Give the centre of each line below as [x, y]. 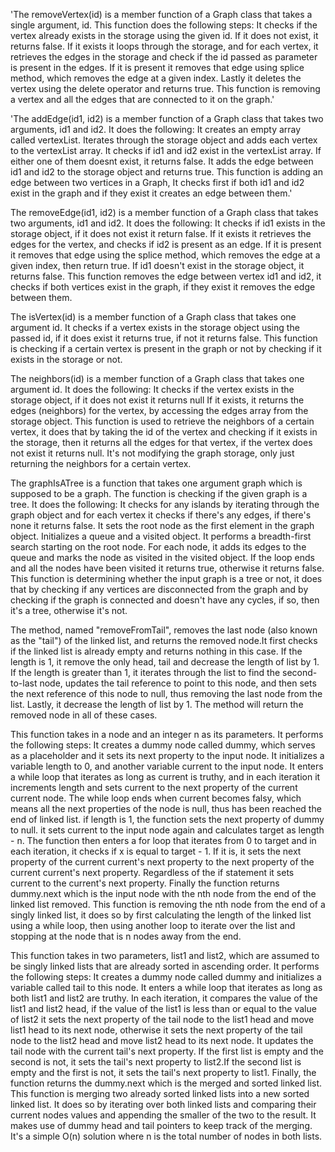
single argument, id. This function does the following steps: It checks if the [164, 25]
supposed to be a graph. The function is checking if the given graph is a [159, 493]
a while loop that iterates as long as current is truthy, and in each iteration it [165, 777]
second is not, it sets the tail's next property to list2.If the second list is [156, 1062]
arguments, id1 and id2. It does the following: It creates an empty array [156, 129]
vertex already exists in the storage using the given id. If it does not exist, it [164, 35]
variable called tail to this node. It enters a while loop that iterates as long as [166, 987]
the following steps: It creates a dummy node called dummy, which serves [163, 745]
